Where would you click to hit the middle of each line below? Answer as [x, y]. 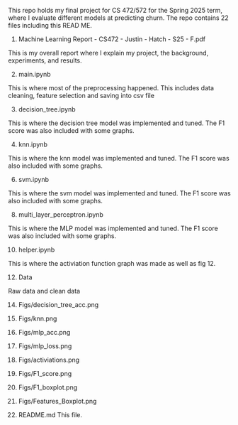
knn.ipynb [33, 144]
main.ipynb [35, 74]
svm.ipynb [33, 179]
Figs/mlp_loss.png [45, 346]
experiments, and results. [45, 60]
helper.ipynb [36, 249]
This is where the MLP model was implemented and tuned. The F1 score [113, 228]
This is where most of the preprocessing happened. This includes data [111, 88]
